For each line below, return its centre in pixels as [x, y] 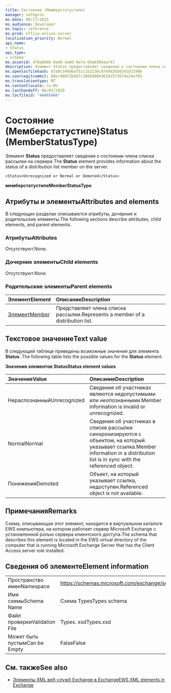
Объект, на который [114, 474]
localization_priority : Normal [38, 39]
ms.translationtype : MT [31, 81]
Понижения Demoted [33, 483]
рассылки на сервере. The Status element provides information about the [83, 161]
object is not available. [116, 493]
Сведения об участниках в [122, 421]
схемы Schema [26, 601]
